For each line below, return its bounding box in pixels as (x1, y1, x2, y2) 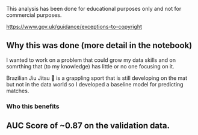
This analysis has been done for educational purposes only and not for (6, 5, 182, 12)
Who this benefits (6, 102, 60, 110)
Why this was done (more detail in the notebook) (6, 40, 193, 50)
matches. (6, 87, 29, 94)
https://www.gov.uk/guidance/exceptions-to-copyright (6, 23, 143, 30)
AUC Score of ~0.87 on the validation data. (6, 121, 170, 131)
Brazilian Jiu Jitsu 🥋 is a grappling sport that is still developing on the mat (6, 74, 188, 82)
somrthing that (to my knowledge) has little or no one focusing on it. (6, 62, 175, 70)
